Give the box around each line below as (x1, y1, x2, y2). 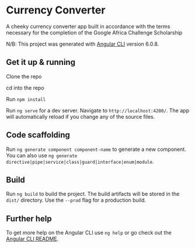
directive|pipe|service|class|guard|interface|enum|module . (6, 158, 154, 165)
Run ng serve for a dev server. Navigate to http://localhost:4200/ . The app (6, 106, 190, 114)
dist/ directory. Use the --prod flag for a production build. (6, 197, 146, 204)
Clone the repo (6, 73, 42, 80)
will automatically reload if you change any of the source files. (6, 113, 155, 120)
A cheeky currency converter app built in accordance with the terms (6, 23, 170, 30)
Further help (6, 213, 53, 223)
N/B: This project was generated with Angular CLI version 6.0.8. (6, 40, 159, 47)
